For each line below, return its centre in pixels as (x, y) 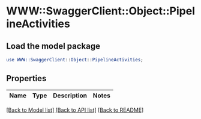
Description (70, 96)
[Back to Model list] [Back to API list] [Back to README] (75, 110)
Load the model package (53, 46)
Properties (26, 78)
